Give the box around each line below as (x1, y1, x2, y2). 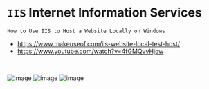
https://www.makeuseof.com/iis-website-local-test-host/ (17, 39, 181, 48)
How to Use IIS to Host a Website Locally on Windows (7, 28, 166, 34)
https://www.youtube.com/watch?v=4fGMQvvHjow (17, 47, 164, 55)
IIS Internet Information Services (7, 5, 202, 21)
